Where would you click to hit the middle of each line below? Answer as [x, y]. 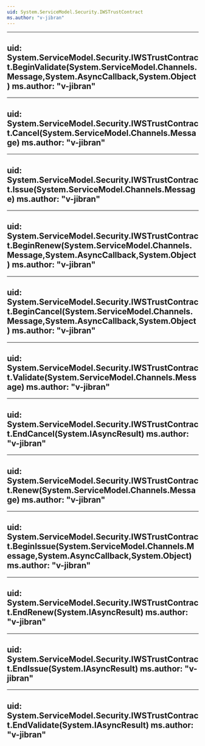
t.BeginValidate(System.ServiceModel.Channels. [102, 67]
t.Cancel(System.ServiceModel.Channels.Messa [102, 133]
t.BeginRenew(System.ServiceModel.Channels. [99, 246]
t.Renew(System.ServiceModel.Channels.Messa [102, 490]
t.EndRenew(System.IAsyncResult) [75, 613]
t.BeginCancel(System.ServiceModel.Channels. [100, 312]
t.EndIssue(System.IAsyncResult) [73, 669]
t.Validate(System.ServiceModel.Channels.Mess [102, 377]
